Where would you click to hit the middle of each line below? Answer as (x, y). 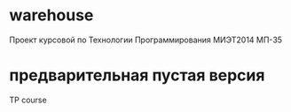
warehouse (51, 15)
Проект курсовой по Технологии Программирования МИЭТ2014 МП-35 (145, 40)
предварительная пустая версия (137, 75)
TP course (28, 100)
